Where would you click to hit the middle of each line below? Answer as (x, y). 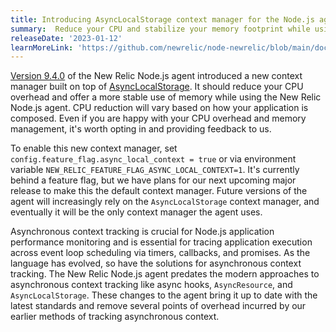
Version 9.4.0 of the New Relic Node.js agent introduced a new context (156, 76)
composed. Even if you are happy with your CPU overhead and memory (158, 118)
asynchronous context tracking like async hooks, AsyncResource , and (151, 285)
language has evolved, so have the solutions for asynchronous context (156, 263)
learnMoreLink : (42, 47)
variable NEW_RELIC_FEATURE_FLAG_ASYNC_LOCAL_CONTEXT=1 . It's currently (155, 170)
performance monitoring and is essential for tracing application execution (161, 242)
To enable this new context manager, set (94, 148)
